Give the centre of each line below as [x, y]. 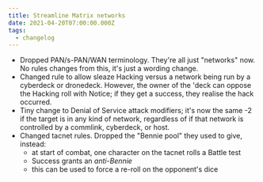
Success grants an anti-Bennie [82, 161]
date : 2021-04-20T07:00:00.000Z [61, 23]
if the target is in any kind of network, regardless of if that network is [131, 119]
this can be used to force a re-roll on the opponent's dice [125, 169]
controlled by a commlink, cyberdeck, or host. [95, 127]
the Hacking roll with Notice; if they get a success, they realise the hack [137, 94]
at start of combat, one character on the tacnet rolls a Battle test [136, 153]
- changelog [35, 38]
